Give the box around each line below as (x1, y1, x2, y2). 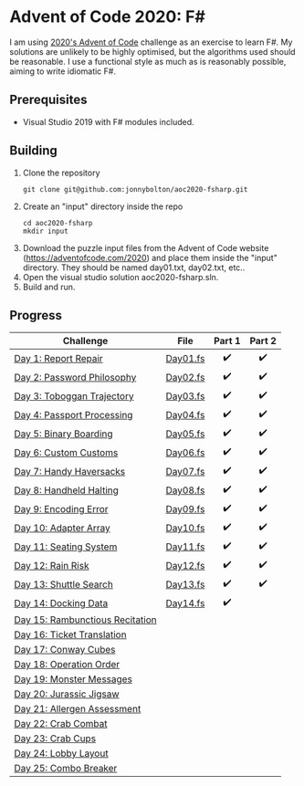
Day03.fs (165, 390, 205, 403)
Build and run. (22, 281, 76, 292)
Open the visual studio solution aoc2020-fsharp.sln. (22, 271, 219, 282)
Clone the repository (22, 167, 100, 178)
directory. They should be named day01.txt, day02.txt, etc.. (22, 262, 246, 273)
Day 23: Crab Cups (14, 732, 97, 745)
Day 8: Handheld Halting (14, 484, 119, 497)
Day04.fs (165, 408, 205, 421)
